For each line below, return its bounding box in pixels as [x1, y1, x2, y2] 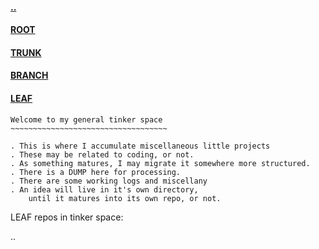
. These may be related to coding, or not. [10, 149, 195, 160]
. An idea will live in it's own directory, [10, 184, 199, 195]
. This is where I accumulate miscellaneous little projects [10, 141, 271, 151]
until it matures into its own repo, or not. [28, 193, 222, 203]
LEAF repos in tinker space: [10, 211, 124, 223]
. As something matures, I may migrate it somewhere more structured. [10, 158, 311, 168]
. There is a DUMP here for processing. [10, 167, 182, 177]
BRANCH [10, 69, 49, 82]
